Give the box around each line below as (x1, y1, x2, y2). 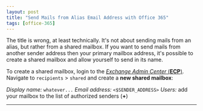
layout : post (6, 8, 39, 15)
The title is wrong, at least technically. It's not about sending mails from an (6, 37, 192, 44)
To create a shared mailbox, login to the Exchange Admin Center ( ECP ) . (6, 68, 184, 75)
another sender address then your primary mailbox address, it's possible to (6, 50, 193, 57)
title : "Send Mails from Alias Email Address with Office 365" (6, 15, 169, 21)
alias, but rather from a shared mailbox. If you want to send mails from (6, 43, 181, 50)
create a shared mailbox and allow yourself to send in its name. (6, 56, 163, 64)
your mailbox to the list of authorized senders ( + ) (6, 92, 128, 100)
